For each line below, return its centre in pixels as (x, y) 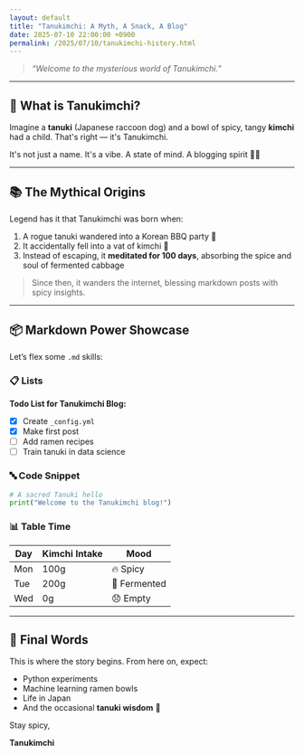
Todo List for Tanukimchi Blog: (68, 403)
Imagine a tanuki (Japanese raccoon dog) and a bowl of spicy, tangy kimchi (152, 127)
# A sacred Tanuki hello (56, 495)
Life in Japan (47, 698)
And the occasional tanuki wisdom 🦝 (91, 708)
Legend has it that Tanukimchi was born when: (96, 219)
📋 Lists (26, 381)
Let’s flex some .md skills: (56, 356)
